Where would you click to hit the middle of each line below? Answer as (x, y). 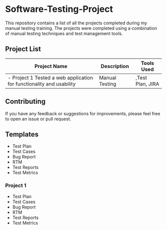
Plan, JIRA (147, 84)
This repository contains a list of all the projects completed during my (76, 23)
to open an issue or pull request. (38, 119)
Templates (22, 134)
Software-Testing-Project (59, 9)
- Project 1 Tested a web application (50, 77)
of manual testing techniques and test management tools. (64, 33)
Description (115, 66)
